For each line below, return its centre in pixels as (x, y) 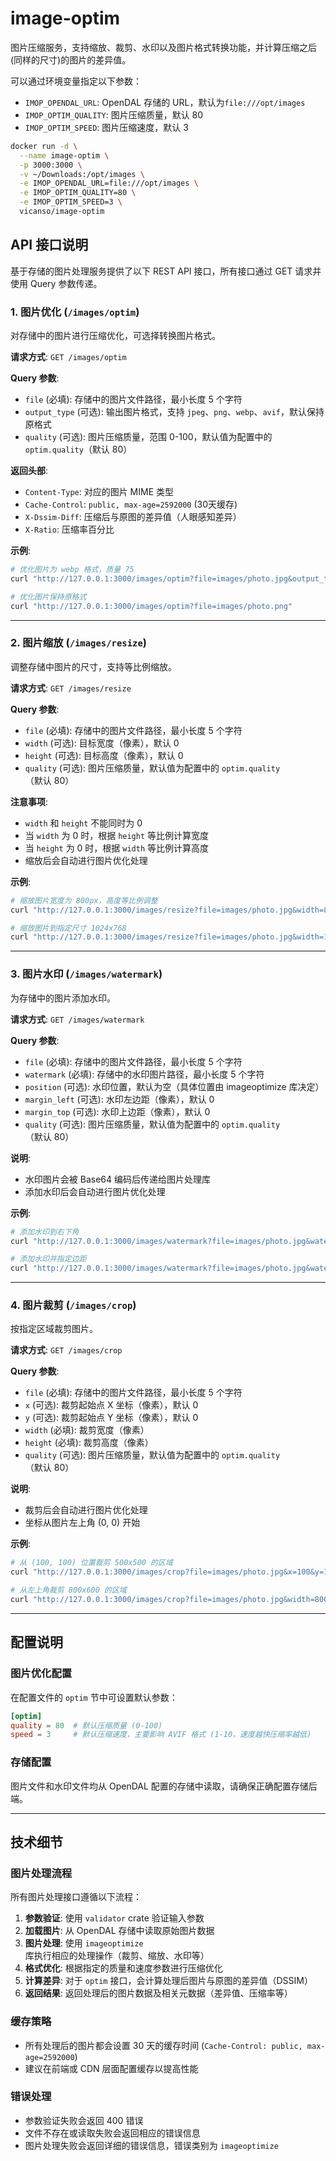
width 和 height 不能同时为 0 (83, 823)
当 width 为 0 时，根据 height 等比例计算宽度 (117, 835)
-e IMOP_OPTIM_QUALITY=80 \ (78, 193)
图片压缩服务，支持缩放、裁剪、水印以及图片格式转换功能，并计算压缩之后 (163, 47)
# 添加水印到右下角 (45, 1232)
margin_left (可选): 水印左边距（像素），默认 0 (119, 1099)
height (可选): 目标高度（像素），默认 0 (104, 755)
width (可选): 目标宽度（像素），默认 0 (102, 743)
